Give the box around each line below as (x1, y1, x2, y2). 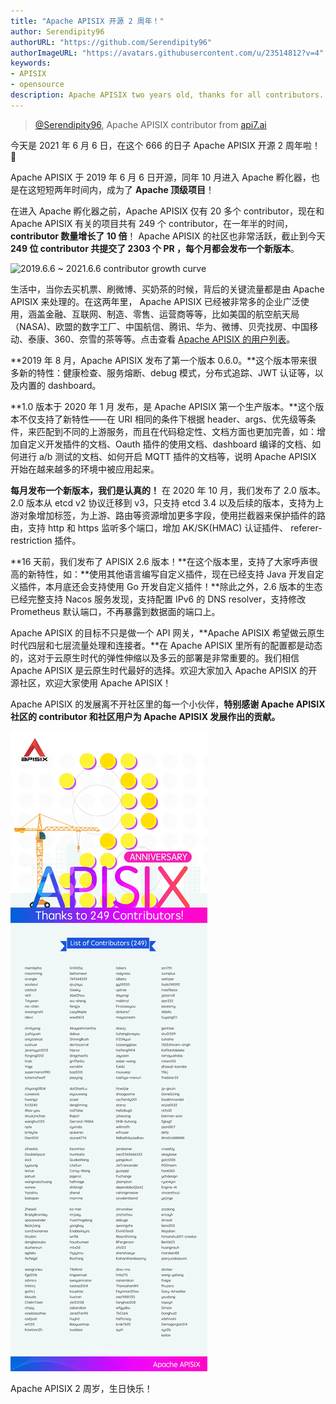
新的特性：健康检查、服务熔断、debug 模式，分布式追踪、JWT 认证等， (18, 366, 315, 379)
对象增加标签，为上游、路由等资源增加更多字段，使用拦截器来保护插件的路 (18, 509, 326, 521)
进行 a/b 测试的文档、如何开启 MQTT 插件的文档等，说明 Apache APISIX (18, 450, 317, 462)
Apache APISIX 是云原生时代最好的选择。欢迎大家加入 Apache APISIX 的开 (10, 664, 318, 676)
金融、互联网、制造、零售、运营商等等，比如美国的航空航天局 (44, 308, 300, 320)
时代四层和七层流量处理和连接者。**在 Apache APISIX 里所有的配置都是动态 (10, 639, 323, 651)
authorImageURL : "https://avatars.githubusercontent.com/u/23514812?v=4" (10, 48, 325, 58)
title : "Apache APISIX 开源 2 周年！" (10, 16, 165, 26)
